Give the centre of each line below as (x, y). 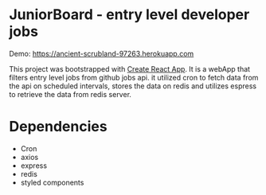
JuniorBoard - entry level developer (129, 15)
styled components (52, 182)
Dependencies (58, 127)
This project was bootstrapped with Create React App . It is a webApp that (129, 68)
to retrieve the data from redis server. (70, 94)
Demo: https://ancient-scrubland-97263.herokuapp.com (102, 53)
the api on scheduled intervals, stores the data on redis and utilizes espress (133, 86)
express (33, 166)
